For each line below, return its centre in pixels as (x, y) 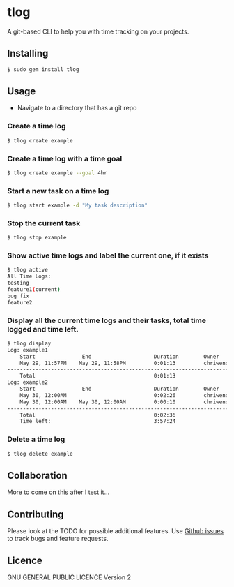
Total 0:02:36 (98, 415)
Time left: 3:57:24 (98, 422)
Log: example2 (28, 382)
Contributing (36, 514)
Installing (28, 53)
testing (18, 283)
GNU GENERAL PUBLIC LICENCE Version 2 (69, 577)
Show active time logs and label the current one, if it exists (108, 255)
